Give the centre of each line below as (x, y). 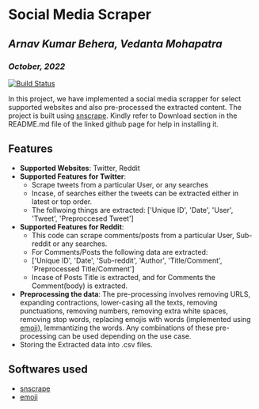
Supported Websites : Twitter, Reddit (80, 168)
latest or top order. (62, 201)
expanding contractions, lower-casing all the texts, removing (118, 302)
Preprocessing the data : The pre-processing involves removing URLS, (135, 293)
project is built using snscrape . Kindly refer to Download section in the (123, 116)
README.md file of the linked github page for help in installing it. (114, 123)
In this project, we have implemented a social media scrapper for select (125, 98)
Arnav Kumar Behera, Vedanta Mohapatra (116, 44)
